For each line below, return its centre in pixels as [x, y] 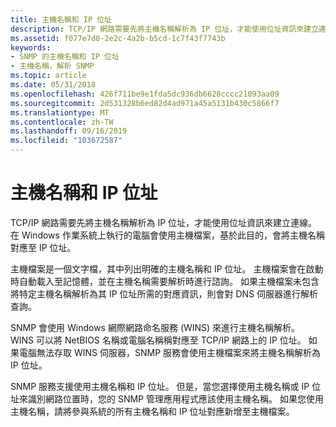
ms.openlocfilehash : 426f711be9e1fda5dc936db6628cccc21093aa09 [145, 94]
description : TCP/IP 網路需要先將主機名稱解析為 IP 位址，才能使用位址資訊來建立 [164, 29]
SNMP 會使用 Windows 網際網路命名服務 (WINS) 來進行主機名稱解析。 [155, 327]
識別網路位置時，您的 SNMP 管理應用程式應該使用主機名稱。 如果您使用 [175, 398]
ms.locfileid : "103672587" [66, 141]
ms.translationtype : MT [60, 112]
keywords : [31, 47]
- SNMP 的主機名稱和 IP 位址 [65, 57]
